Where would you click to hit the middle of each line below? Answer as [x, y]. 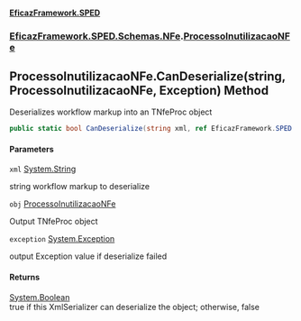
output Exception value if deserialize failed [88, 256]
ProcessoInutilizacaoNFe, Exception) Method [139, 90]
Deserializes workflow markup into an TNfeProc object [111, 112]
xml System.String [43, 169]
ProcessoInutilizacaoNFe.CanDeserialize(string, [147, 76]
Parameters [32, 149]
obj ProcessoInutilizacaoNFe [63, 204]
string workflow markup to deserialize [80, 187]
